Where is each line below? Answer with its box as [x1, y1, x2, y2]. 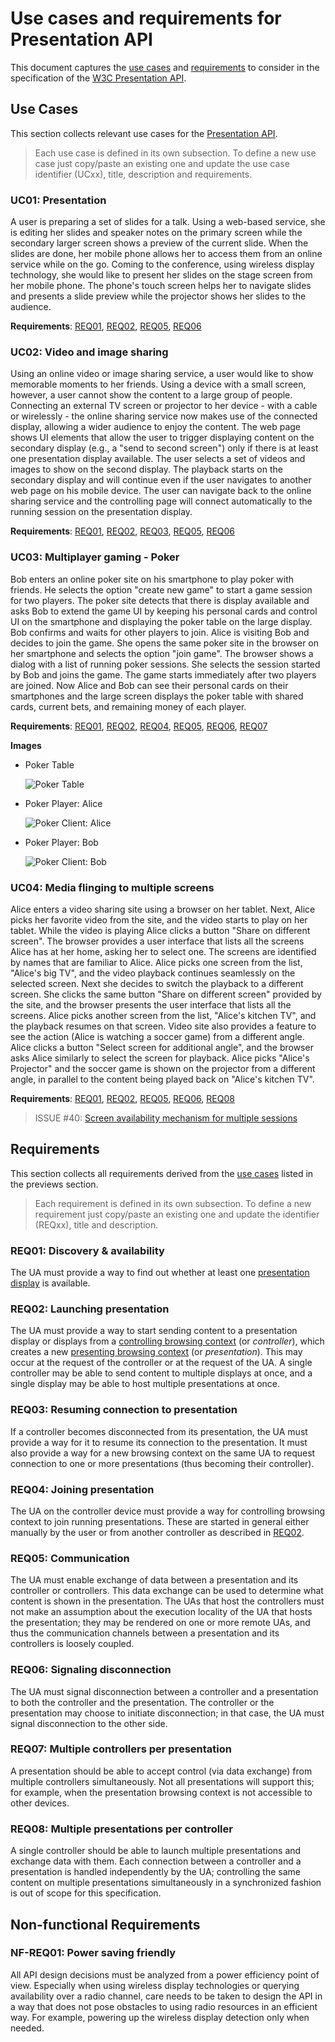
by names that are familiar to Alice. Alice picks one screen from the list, [10, 956, 303, 968]
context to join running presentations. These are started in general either [10, 1515, 310, 1527]
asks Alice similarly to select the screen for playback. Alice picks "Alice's [10, 1052, 310, 1064]
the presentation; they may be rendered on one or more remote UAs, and [10, 1617, 311, 1629]
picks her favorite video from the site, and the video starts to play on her [10, 913, 308, 926]
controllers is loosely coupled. [10, 1638, 135, 1650]
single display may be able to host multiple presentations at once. [10, 1378, 281, 1390]
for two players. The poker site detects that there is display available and [10, 594, 310, 606]
